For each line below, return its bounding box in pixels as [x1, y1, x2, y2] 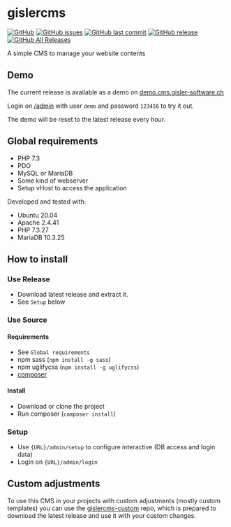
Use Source [7, 315, 47, 325]
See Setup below [17, 297, 66, 306]
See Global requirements [17, 348, 91, 356]
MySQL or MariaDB [17, 169, 73, 177]
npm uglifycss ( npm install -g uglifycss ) [17, 363, 140, 372]
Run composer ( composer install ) [17, 409, 117, 418]
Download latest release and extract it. [17, 290, 128, 299]
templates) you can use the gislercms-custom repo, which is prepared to [7, 504, 216, 512]
